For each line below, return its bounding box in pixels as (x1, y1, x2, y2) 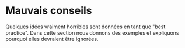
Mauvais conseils (5, 4, 92, 17)
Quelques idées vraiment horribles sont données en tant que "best (5, 23, 166, 30)
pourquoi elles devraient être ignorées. (5, 35, 99, 42)
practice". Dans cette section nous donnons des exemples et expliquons (5, 29, 179, 36)
